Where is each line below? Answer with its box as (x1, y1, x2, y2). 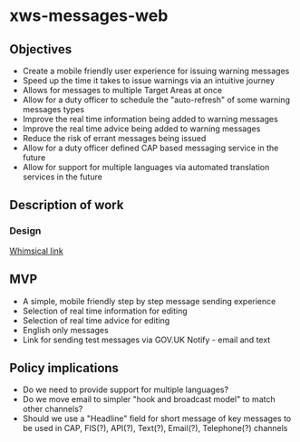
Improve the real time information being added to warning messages (22, 114, 278, 124)
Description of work (9, 197, 124, 213)
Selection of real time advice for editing (22, 314, 170, 326)
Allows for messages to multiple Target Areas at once (22, 85, 223, 95)
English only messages (22, 324, 109, 335)
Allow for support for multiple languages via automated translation (22, 162, 270, 172)
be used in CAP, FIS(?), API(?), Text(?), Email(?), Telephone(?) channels (22, 423, 288, 434)
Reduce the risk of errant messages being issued (22, 133, 207, 143)
